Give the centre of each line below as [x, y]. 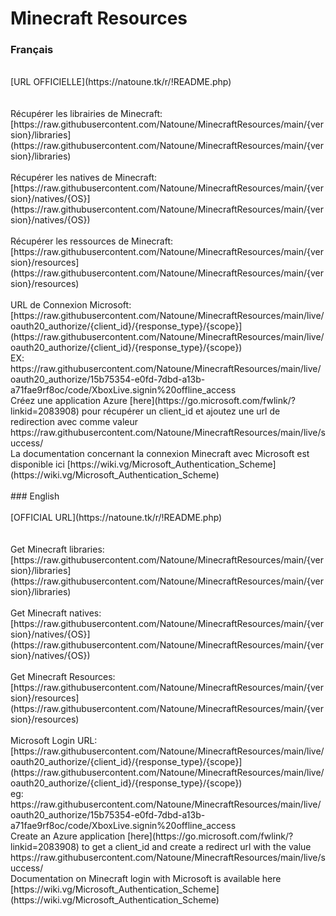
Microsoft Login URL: [54, 741]
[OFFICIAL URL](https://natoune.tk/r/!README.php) [116, 518]
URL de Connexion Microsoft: [71, 305]
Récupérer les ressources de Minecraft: [92, 241]
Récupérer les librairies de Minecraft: [86, 114]
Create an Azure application [68, 836]
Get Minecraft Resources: [63, 677]
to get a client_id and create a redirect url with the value [196, 847]
